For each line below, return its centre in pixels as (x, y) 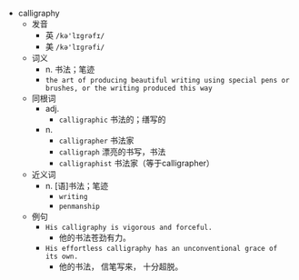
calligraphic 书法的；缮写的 (112, 119)
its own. (62, 256)
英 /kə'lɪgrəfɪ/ (75, 35)
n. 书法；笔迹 (70, 69)
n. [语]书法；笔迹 (77, 186)
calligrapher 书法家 (96, 140)
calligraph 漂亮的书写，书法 (112, 152)
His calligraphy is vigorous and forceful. (129, 227)
